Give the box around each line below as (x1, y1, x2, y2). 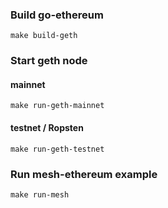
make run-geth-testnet (10, 144, 105, 154)
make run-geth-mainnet (10, 101, 105, 111)
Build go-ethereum (10, 8, 104, 22)
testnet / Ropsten (10, 122, 84, 134)
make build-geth (10, 31, 78, 41)
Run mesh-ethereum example (10, 167, 158, 181)
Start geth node (10, 54, 88, 68)
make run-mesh (10, 189, 70, 200)
